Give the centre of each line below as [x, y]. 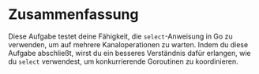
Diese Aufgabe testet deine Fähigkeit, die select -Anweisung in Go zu [120, 36]
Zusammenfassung [73, 15]
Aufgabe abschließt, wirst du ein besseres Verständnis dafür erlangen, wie [129, 53]
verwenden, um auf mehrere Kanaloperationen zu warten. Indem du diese [128, 44]
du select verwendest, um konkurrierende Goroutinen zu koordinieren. [123, 61]
